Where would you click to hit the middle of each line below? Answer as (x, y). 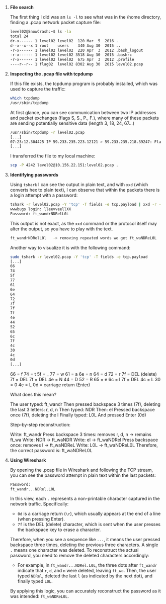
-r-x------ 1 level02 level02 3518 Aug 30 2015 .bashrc (71, 55)
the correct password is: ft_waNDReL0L (51, 450)
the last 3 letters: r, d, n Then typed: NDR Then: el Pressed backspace (82, 409)
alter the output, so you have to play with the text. (61, 229)
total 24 (19, 36)
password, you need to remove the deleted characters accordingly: (79, 556)
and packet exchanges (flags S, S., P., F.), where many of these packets (85, 118)
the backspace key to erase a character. (59, 530)
